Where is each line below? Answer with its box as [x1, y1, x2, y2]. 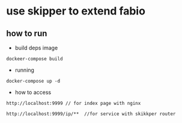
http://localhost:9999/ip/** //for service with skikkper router [6, 111, 176, 117]
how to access [14, 89, 52, 96]
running [14, 66, 35, 74]
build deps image [14, 44, 58, 51]
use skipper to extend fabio [6, 4, 146, 18]
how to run [6, 28, 47, 39]
